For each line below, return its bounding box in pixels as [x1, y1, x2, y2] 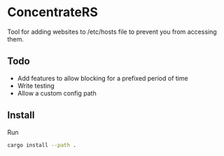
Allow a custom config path [17, 89, 97, 97]
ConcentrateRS [7, 4, 98, 20]
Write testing [17, 82, 55, 90]
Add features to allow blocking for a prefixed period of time [17, 74, 188, 82]
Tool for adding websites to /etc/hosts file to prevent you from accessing [7, 27, 217, 36]
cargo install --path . [7, 141, 77, 148]
